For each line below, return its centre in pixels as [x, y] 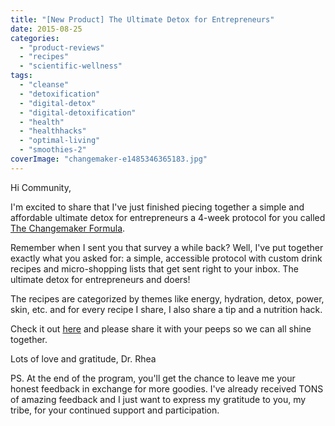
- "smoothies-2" [53, 150]
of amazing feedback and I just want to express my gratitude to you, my [158, 399]
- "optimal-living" [60, 141]
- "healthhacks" [53, 131]
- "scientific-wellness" [71, 66]
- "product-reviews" [62, 47]
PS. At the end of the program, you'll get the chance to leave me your [153, 378]
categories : [35, 38]
